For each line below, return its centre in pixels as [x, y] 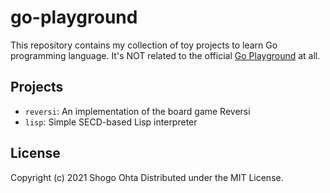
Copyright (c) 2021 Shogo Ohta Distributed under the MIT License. [147, 177]
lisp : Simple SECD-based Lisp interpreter [111, 122]
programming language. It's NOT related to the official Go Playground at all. [165, 55]
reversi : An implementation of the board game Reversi [137, 111]
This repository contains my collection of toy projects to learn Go [144, 45]
